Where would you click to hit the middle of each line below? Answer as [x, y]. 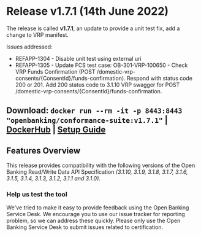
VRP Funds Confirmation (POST [55, 71]
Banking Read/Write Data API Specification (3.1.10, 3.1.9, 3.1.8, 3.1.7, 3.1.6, [97, 172]
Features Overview [44, 151]
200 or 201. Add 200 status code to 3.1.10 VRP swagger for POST [97, 85]
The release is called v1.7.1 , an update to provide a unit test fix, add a [93, 28]
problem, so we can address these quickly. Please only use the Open [93, 221]
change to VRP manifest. [38, 34]
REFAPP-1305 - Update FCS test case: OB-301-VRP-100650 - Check [101, 65]
